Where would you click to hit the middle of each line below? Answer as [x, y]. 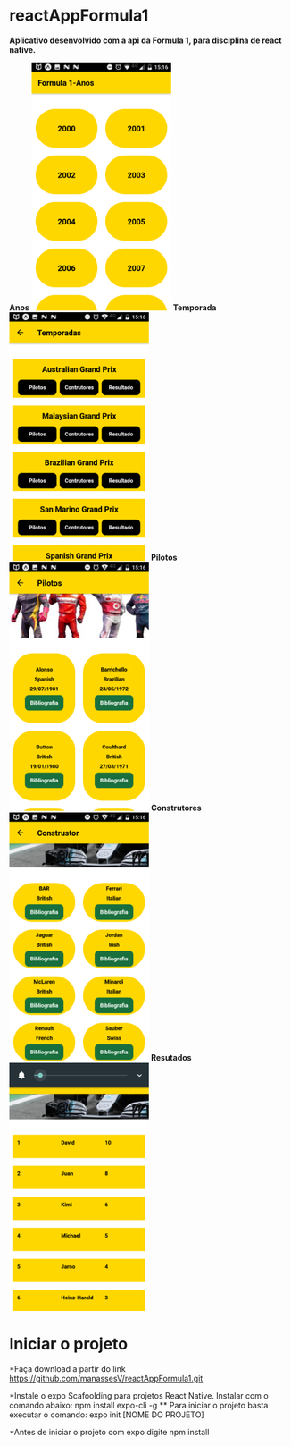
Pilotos [164, 558]
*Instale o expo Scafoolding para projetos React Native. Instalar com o [139, 1396]
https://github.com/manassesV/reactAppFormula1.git [106, 1379]
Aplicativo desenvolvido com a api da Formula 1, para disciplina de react [145, 40]
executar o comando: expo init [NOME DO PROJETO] [107, 1415]
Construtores [176, 808]
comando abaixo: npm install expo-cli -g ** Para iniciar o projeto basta [139, 1406]
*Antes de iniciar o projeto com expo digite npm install [109, 1433]
